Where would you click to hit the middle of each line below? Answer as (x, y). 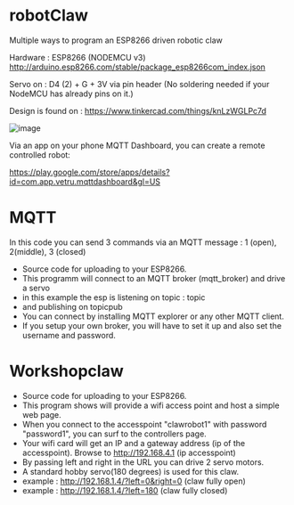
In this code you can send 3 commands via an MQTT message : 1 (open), (143, 242)
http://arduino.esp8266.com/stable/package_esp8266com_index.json (137, 67)
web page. (42, 414)
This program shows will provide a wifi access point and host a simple (151, 405)
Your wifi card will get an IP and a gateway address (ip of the (134, 443)
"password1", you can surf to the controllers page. (114, 434)
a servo (36, 288)
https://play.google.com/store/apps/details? (90, 172)
